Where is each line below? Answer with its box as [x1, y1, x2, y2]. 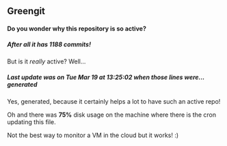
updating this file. [7, 117, 56, 126]
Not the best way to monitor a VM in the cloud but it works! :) [7, 131, 179, 139]
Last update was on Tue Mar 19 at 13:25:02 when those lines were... [7, 73, 205, 81]
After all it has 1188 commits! [7, 40, 91, 48]
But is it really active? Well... [7, 57, 86, 65]
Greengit [7, 5, 46, 17]
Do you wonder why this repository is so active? [7, 24, 147, 33]
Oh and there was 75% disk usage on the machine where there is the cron [7, 111, 217, 119]
